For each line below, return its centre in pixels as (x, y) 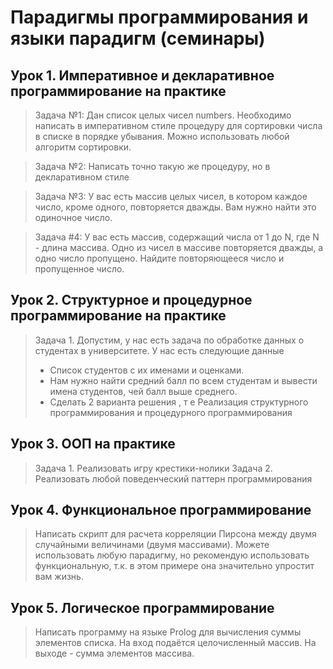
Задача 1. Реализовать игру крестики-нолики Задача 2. (153, 468)
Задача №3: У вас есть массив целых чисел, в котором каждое (171, 196)
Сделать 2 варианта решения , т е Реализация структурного (179, 402)
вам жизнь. (59, 577)
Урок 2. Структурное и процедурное (131, 300)
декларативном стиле (82, 177)
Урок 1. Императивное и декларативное (142, 75)
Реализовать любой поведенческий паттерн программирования (173, 478)
